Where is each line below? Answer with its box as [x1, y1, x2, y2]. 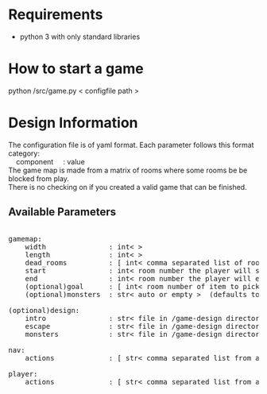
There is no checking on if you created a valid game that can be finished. [8, 182, 248, 191]
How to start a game [8, 60, 145, 78]
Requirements [8, 6, 103, 24]
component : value [15, 156, 85, 166]
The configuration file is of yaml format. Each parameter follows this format [8, 140, 254, 149]
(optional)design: [8, 306, 80, 315]
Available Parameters [8, 205, 117, 219]
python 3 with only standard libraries [19, 32, 141, 41]
